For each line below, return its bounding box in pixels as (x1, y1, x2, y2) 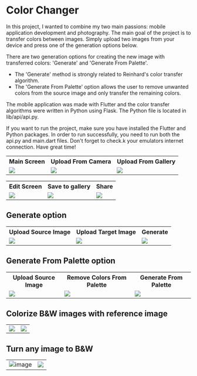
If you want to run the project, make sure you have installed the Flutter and (6, 125, 186, 132)
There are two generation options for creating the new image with (6, 53, 165, 60)
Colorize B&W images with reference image (6, 308, 168, 318)
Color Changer (6, 4, 79, 17)
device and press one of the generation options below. (6, 42, 138, 49)
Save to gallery (47, 182, 91, 190)
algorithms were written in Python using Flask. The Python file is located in (6, 107, 186, 114)
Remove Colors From (67, 273, 127, 281)
